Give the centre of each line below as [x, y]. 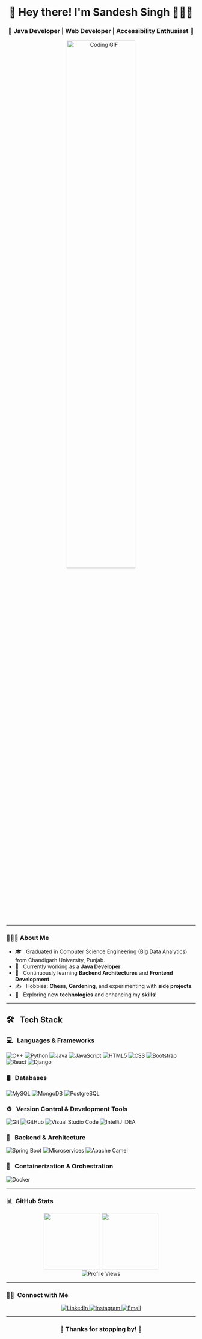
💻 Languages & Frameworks [50, 1040]
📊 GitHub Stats [30, 1201]
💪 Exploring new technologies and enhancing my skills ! [86, 995]
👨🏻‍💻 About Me [28, 938]
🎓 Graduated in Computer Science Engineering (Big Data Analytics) [101, 951]
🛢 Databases [27, 1078]
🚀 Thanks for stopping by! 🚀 [101, 1329]
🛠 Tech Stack [35, 1020]
